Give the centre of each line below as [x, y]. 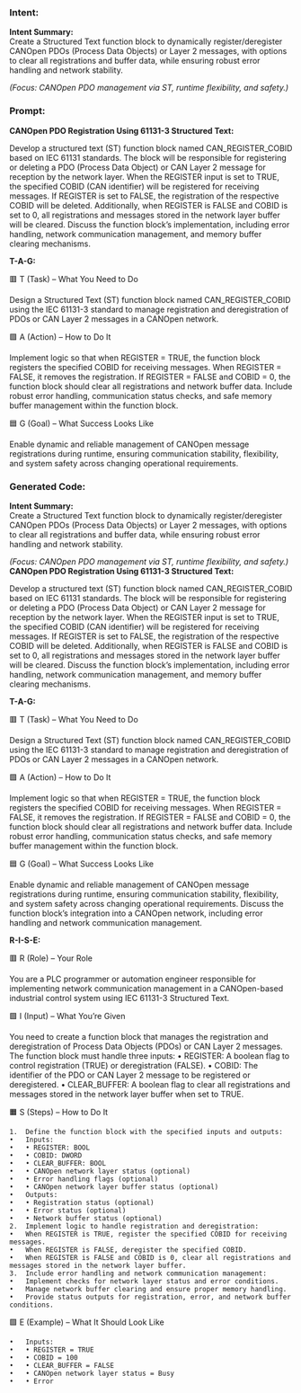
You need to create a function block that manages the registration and [139, 1036]
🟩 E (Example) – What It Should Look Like [87, 1322]
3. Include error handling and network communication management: [138, 1273]
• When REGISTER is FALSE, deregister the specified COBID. [128, 1250]
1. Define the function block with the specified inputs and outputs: [146, 1131]
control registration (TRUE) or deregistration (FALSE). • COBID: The [134, 1065]
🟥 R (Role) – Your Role [51, 958]
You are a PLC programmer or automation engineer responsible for [133, 979]
